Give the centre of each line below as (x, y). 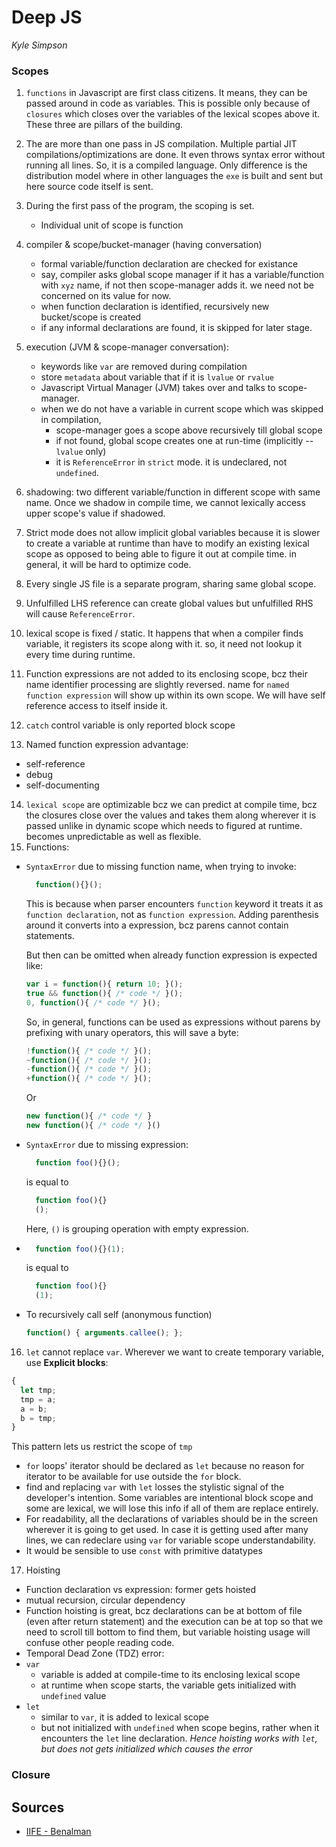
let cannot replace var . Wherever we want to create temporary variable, (175, 1352)
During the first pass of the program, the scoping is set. (140, 206)
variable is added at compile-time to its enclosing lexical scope (170, 1675)
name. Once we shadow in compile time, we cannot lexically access (165, 503)
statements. (50, 936)
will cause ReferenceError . (80, 614)
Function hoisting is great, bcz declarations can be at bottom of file (164, 1611)
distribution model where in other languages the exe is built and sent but (174, 176)
